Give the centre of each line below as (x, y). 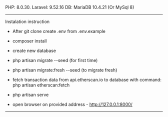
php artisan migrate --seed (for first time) (55, 60)
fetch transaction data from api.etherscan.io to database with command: (87, 80)
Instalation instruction (27, 21)
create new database (34, 50)
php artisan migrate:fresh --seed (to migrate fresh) (65, 70)
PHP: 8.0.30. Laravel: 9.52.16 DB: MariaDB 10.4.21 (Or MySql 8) (70, 7)
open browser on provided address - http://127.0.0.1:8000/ (72, 104)
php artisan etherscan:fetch (41, 85)
